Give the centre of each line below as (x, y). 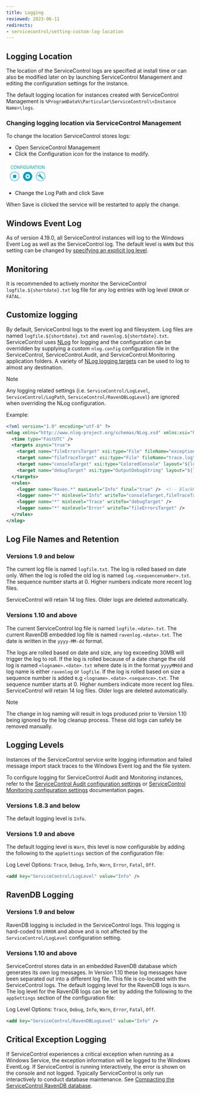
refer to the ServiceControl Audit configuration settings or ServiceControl (96, 784)
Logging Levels (35, 745)
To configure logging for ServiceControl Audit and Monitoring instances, (95, 777)
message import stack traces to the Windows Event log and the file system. (99, 766)
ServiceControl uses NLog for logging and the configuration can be (89, 342)
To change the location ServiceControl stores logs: (68, 136)
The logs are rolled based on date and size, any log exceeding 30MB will (95, 652)
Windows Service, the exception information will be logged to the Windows (98, 1060)
